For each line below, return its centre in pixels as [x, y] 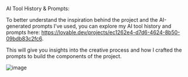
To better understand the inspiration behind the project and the [82, 20]
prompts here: [23, 32]
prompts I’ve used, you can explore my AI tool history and [102, 26]
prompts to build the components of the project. [64, 56]
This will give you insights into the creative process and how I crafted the [94, 50]
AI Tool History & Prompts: [38, 9]
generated [18, 26]
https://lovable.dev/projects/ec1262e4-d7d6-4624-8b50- [111, 32]
